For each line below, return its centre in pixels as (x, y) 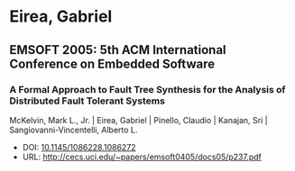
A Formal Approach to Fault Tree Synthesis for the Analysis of (147, 89)
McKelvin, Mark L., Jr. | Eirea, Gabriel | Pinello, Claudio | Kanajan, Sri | (138, 120)
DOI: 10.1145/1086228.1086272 (79, 147)
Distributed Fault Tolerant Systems (87, 101)
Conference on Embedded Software (112, 63)
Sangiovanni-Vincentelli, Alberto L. (74, 130)
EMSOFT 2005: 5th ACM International (118, 50)
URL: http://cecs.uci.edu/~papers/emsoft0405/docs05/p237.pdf (142, 157)
